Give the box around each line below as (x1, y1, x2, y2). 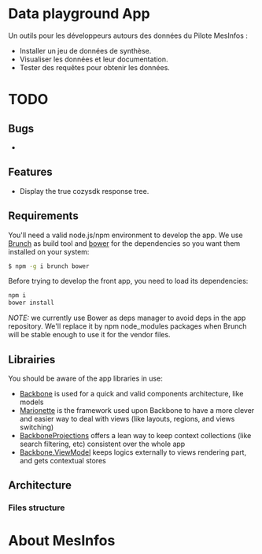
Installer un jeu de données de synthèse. (19, 46, 152, 55)
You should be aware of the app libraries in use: (8, 374, 163, 383)
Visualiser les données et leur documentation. (19, 54, 168, 64)
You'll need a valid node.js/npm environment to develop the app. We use (8, 230, 243, 240)
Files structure (8, 502, 65, 513)
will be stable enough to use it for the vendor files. (8, 330, 171, 340)
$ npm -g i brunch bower (8, 262, 90, 270)
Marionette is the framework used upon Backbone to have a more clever (19, 406, 255, 415)
